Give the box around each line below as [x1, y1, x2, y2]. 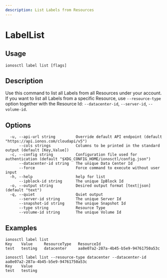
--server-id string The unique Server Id [18, 196, 122, 202]
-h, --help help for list [10, 175, 106, 180]
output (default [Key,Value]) [5, 148, 70, 153]
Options [5, 121, 31, 129]
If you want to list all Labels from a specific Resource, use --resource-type [5, 95, 161, 101]
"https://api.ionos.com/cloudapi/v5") [5, 139, 87, 144]
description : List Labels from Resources [5, 7, 94, 13]
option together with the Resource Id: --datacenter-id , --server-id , [5, 101, 147, 107]
